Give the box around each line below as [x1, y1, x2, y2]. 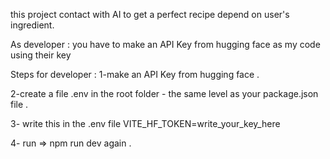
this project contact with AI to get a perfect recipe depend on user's [10, 9, 290, 20]
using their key [10, 49, 72, 61]
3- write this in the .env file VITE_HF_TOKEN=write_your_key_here [10, 118, 281, 129]
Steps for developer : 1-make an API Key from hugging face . [10, 69, 260, 80]
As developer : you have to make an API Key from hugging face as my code [10, 39, 321, 50]
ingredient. [10, 19, 55, 31]
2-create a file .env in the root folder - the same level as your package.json [10, 88, 319, 99]
